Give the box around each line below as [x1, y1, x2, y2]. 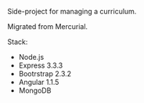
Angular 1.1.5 [18, 78, 59, 86]
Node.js [18, 53, 45, 61]
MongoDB [18, 86, 52, 95]
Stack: [7, 37, 28, 46]
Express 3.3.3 [18, 61, 63, 70]
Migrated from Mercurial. [7, 22, 88, 31]
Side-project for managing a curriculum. [7, 7, 137, 16]
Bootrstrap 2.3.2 [18, 69, 72, 78]
